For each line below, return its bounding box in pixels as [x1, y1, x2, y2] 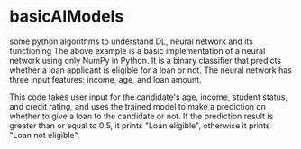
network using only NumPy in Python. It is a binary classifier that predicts [9, 55, 282, 66]
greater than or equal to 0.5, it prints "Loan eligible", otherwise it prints [9, 119, 270, 131]
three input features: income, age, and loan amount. [9, 74, 202, 84]
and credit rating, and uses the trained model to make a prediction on [9, 101, 266, 111]
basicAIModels [9, 6, 124, 27]
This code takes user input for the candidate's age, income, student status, [9, 92, 288, 102]
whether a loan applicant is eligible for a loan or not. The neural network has [9, 65, 293, 75]
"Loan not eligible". [9, 129, 80, 140]
